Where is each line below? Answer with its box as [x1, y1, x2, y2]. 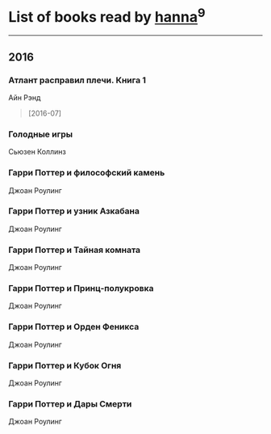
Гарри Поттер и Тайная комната [8, 244, 141, 255]
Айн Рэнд [8, 92, 41, 102]
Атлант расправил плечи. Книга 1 [8, 74, 147, 86]
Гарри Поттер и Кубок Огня [8, 360, 122, 371]
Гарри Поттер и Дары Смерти [8, 398, 132, 409]
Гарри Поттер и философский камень [8, 167, 165, 179]
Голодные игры [8, 129, 73, 140]
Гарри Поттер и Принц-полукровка [8, 283, 154, 294]
